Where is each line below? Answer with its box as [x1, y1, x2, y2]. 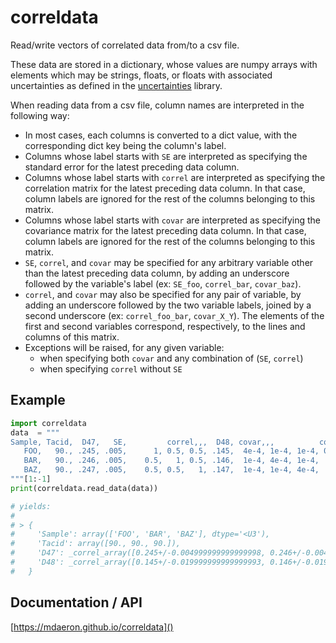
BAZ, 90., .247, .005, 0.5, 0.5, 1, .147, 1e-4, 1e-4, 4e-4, [23, 465, 320, 475]
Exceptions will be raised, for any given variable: [24, 341, 225, 353]
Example [10, 392, 66, 409]
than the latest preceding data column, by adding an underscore [24, 267, 290, 279]
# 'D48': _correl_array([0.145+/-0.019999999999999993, [10, 557, 267, 567]
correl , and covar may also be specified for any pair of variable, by [24, 288, 302, 300]
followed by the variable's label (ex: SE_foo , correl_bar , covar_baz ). [24, 277, 302, 290]
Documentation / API [10, 594, 143, 611]
